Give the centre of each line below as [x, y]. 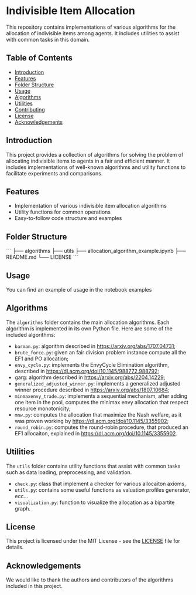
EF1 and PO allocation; [42, 359]
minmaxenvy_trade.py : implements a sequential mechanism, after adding [101, 396]
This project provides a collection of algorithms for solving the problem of [95, 154]
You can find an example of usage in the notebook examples [79, 290]
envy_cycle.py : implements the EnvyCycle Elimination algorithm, [92, 364]
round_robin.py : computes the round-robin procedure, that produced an [102, 427]
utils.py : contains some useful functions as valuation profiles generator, [102, 490]
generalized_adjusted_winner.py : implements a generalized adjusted [97, 383]
